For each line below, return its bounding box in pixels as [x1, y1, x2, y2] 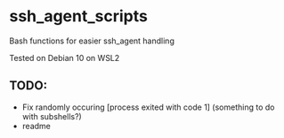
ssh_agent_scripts [9, 6, 149, 27]
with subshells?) [21, 111, 82, 121]
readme [21, 120, 51, 131]
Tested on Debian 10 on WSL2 [9, 52, 120, 63]
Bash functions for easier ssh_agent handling [9, 35, 175, 46]
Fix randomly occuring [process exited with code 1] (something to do [21, 102, 275, 112]
